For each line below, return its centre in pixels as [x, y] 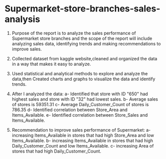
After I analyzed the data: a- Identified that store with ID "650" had [80, 94]
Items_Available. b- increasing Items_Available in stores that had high [83, 141]
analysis [22, 19]
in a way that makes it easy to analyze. [51, 64]
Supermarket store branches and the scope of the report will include [82, 38]
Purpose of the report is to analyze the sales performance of [74, 33]
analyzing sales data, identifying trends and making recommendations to [86, 43]
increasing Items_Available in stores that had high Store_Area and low [83, 135]
